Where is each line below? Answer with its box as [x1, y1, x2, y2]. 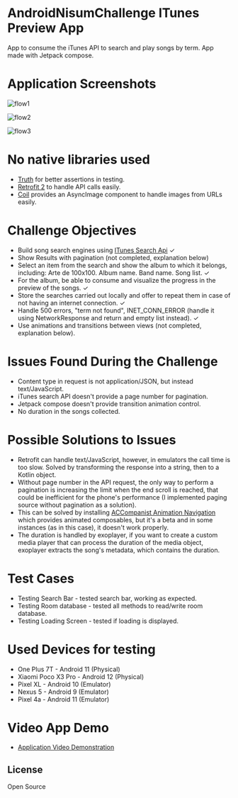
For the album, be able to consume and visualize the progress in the [17, 276, 216, 284]
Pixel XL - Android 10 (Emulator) [17, 680, 111, 688]
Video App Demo [7, 719, 110, 736]
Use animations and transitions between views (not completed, [17, 321, 202, 330]
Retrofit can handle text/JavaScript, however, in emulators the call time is [17, 455, 231, 463]
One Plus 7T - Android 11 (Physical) [17, 665, 120, 673]
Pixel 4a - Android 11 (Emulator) [17, 695, 110, 703]
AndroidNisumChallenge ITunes [7, 5, 200, 21]
